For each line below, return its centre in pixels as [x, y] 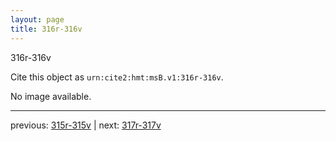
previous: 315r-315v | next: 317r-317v [86, 125]
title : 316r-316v [46, 29]
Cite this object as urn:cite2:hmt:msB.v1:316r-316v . [117, 77]
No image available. [51, 96]
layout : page [37, 19]
